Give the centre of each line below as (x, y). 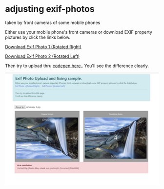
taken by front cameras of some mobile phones (53, 23)
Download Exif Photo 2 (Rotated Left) (42, 56)
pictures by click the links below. (38, 37)
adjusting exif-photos (50, 9)
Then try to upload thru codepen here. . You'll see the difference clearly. (77, 66)
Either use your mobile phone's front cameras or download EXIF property (79, 32)
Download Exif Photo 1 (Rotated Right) (43, 47)
